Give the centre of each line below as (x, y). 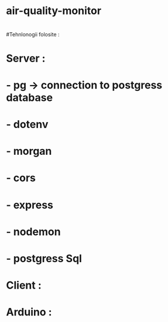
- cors (21, 178)
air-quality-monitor (54, 11)
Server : (26, 58)
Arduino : (29, 312)
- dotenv (27, 124)
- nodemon (33, 231)
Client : (24, 285)
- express (30, 205)
